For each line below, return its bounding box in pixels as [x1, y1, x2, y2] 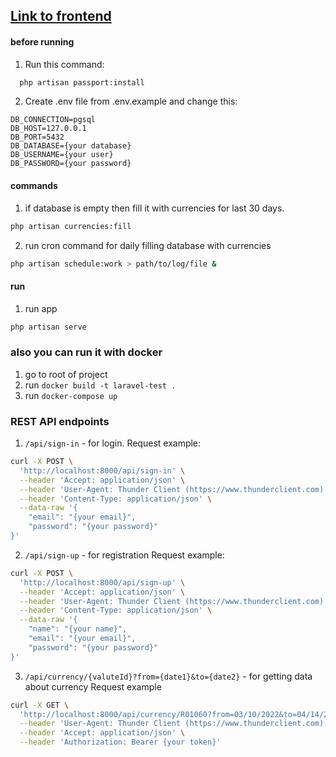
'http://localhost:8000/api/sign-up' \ [19, 577, 186, 588]
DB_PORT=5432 [10, 132, 65, 143]
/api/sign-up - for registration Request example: [24, 549, 225, 561]
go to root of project [24, 368, 108, 380]
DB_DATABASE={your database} [10, 141, 132, 151]
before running [10, 35, 75, 48]
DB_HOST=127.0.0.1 [10, 124, 87, 134]
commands [10, 180, 58, 192]
